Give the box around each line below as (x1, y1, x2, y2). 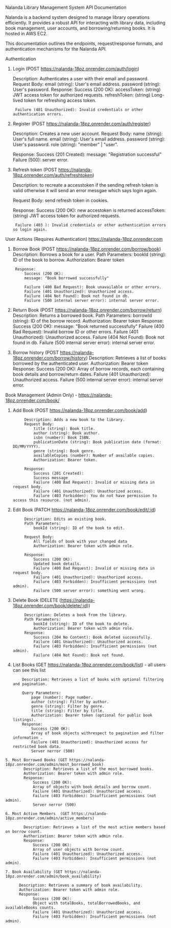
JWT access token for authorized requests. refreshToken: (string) (12, 92, 151, 98)
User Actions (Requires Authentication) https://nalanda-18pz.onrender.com (5, 236, 163, 242)
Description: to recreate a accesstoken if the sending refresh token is (12, 182, 158, 188)
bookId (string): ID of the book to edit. (33, 526, 125, 531)
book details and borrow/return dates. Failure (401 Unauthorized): (12, 371, 151, 377)
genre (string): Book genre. (33, 448, 95, 454)
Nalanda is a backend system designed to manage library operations (5, 14, 150, 20)
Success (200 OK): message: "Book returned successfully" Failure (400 (12, 323, 164, 329)
